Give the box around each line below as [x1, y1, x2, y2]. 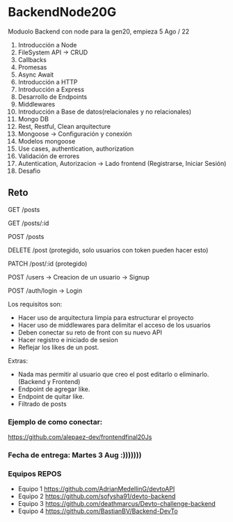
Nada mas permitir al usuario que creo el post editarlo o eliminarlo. [17, 370, 209, 378]
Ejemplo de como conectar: [8, 417, 103, 427]
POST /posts [8, 232, 45, 240]
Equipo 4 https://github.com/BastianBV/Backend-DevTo [17, 507, 178, 516]
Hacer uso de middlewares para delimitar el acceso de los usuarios [17, 321, 211, 329]
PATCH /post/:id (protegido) [8, 259, 88, 268]
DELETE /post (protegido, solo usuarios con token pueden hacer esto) [8, 245, 209, 254]
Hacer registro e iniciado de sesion [17, 335, 118, 344]
